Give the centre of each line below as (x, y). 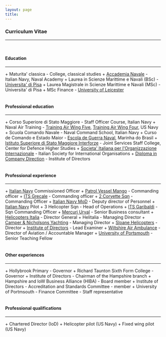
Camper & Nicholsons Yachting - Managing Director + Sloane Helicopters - (81, 223)
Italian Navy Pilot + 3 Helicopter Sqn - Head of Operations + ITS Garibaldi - (82, 207)
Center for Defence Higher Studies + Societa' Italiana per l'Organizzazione (81, 148)
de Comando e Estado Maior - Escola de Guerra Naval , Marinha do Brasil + (81, 138)
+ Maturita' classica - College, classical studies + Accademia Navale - (77, 74)
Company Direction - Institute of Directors (48, 159)
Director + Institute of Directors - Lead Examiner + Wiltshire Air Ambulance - (83, 228)
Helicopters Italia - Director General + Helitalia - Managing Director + (75, 217)
